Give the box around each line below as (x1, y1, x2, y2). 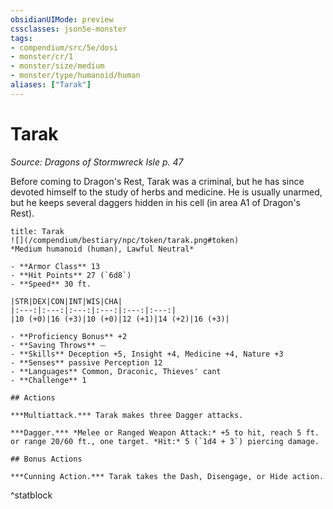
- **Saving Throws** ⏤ (10, 340, 107, 350)
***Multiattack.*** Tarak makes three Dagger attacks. (10, 410, 244, 420)
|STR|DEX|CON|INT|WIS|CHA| (10, 296, 123, 306)
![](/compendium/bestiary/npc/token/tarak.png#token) (10, 235, 240, 245)
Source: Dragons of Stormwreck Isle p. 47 (10, 156, 184, 168)
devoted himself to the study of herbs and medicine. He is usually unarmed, (10, 186, 323, 198)
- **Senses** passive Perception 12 (10, 357, 163, 368)
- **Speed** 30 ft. (10, 279, 92, 289)
